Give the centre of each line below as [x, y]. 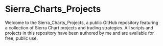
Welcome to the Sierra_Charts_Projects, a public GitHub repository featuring [82, 23]
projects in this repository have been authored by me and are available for [80, 33]
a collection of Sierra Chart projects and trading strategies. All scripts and [79, 27]
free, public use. [22, 38]
